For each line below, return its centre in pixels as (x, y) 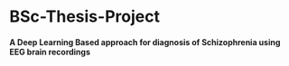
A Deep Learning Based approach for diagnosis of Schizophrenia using (145, 42)
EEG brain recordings (50, 52)
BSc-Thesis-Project (85, 17)
